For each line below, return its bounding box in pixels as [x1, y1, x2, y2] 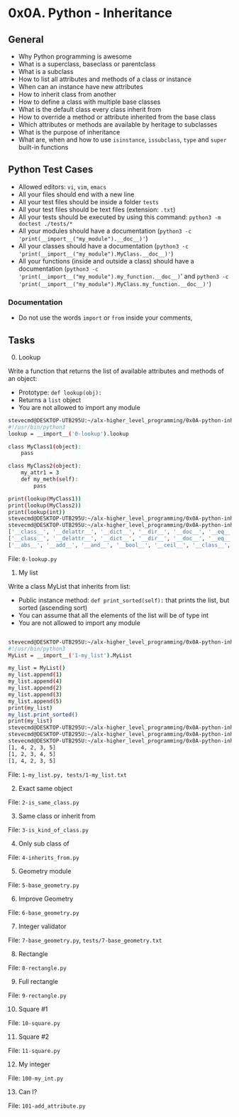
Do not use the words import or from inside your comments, [18, 313, 193, 322]
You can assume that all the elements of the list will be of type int [18, 611, 209, 619]
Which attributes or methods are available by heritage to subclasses [18, 120, 218, 129]
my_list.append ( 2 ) [8, 685, 62, 692]
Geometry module [18, 866, 72, 875]
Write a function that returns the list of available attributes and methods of [8, 367, 224, 375]
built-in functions [18, 143, 69, 151]
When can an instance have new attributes [18, 83, 144, 90]
